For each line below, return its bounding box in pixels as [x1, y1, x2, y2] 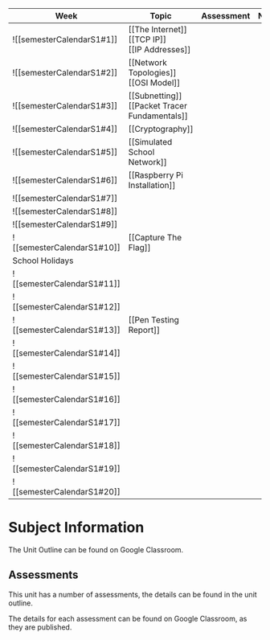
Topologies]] [128, 68, 177, 78]
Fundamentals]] [128, 110, 189, 121]
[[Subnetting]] [128, 90, 182, 101]
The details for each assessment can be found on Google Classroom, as [8, 613, 247, 623]
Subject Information [8, 519, 145, 537]
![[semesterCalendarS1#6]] [12, 174, 118, 186]
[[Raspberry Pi [128, 170, 183, 180]
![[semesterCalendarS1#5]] [12, 146, 118, 158]
